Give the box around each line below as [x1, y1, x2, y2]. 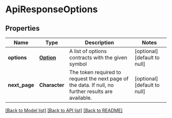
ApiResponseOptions [5, 4, 98, 15]
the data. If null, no [69, 82, 114, 88]
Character [39, 82, 64, 88]
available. [69, 95, 92, 101]
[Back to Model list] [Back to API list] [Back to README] [5, 107, 123, 113]
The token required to [69, 69, 121, 76]
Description [84, 39, 114, 46]
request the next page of [69, 75, 129, 82]
